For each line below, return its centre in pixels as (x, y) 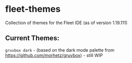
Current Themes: (32, 38)
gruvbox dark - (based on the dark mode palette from (60, 50)
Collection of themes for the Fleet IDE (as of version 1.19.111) (66, 23)
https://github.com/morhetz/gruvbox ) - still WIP (54, 55)
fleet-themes (33, 9)
